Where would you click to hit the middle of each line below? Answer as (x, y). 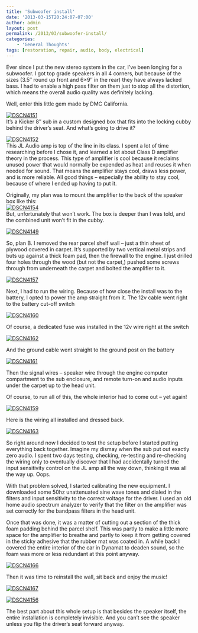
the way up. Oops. (28, 474)
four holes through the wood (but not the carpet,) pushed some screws (93, 262)
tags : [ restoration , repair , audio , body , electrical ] (75, 50)
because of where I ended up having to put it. (61, 183)
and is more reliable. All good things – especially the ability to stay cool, (93, 177)
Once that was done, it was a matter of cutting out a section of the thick (93, 522)
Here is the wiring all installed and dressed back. (65, 420)
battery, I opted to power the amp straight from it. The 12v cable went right (97, 298)
